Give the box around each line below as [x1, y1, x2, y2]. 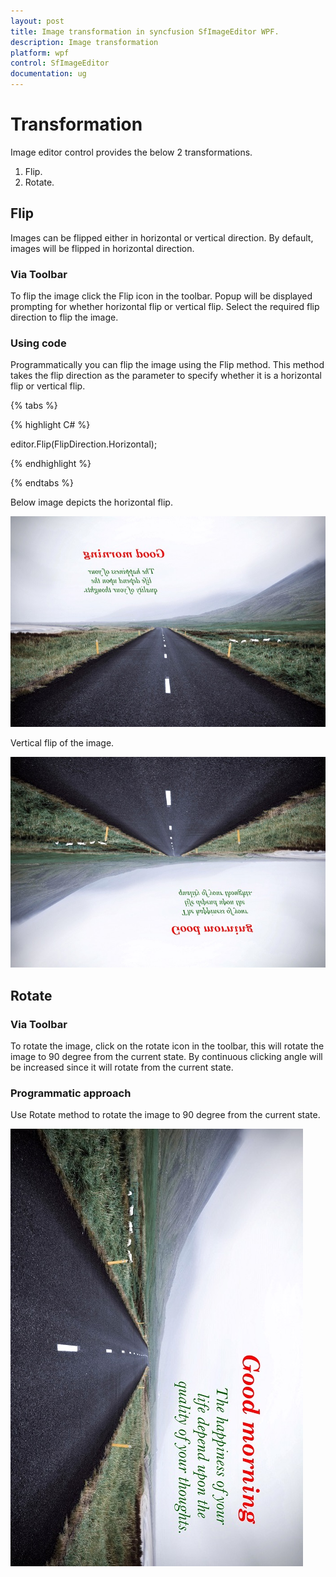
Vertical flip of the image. [10, 737, 115, 749]
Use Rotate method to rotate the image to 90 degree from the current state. [10, 1109, 321, 1121]
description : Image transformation [10, 37, 159, 47]
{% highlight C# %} [10, 419, 91, 431]
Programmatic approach [10, 1086, 132, 1100]
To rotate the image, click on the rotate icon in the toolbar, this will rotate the [10, 1040, 325, 1052]
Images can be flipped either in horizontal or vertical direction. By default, [10, 231, 314, 244]
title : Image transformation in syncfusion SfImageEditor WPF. [10, 26, 280, 37]
